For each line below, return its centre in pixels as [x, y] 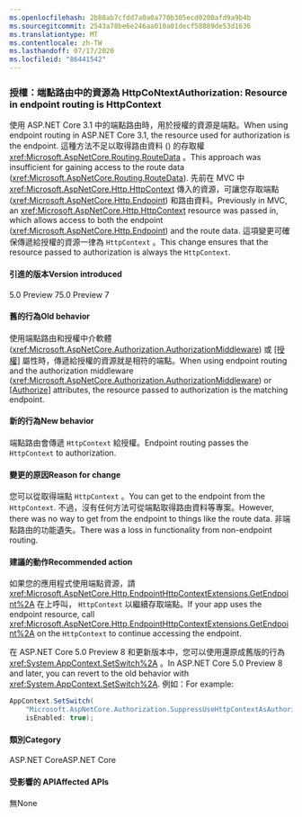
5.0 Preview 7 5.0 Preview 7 [59, 294]
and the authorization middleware [71, 371]
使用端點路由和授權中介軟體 [61, 337]
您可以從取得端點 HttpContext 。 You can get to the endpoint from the [137, 497]
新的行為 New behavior [52, 421]
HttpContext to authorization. [63, 453]
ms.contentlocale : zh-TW [56, 43]
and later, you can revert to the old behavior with [99, 673]
